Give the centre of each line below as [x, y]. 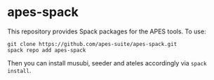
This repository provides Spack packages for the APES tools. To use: [107, 31]
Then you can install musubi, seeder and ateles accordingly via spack [107, 63]
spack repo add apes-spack [47, 50]
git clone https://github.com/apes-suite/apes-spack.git [92, 44]
